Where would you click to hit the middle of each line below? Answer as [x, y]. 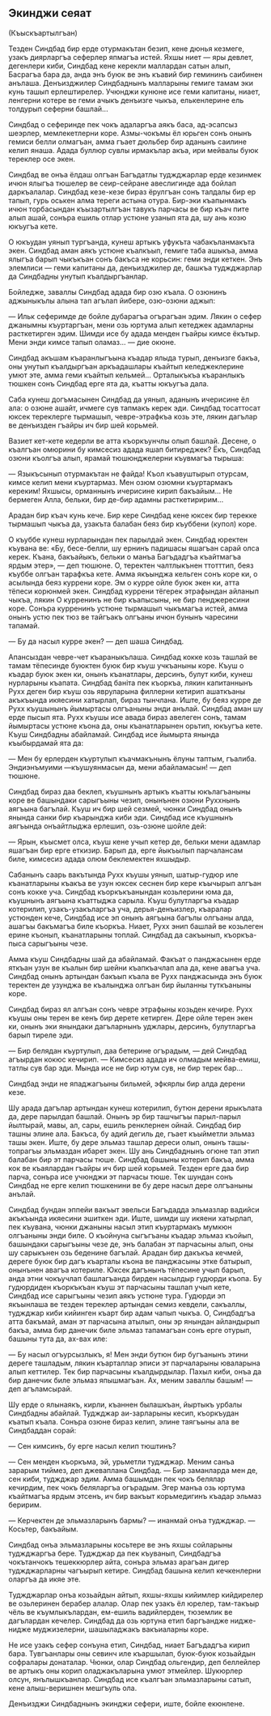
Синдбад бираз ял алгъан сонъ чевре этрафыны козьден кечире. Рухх [131, 1009]
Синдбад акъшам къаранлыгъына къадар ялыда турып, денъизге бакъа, [134, 358]
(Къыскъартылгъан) [43, 32]
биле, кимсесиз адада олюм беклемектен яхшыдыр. [100, 858]
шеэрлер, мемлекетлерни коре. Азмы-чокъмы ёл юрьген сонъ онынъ [130, 133]
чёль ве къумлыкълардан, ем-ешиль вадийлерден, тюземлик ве [121, 1612]
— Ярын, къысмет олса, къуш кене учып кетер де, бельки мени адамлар [135, 841]
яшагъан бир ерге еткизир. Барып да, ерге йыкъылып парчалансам [126, 850]
